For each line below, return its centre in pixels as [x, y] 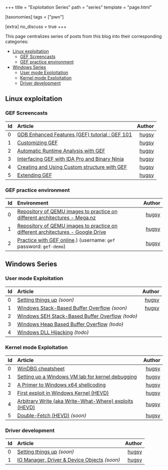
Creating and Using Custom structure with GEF [72, 167]
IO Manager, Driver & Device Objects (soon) [69, 460]
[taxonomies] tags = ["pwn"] [34, 17]
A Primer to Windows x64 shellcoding [61, 384]
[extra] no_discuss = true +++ [36, 26]
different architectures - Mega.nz [56, 217]
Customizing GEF [38, 142]
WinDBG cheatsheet [41, 368]
